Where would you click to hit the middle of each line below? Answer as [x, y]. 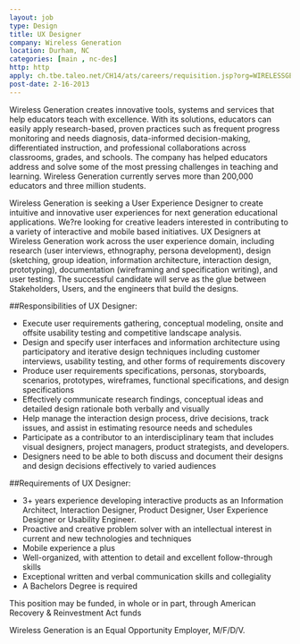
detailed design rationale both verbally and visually [116, 409]
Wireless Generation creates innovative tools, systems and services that [142, 109]
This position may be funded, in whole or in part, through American [133, 603]
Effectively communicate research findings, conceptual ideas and [142, 399]
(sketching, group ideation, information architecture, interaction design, [141, 259]
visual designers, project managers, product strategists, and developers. [156, 446]
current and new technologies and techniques [107, 538]
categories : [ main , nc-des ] [63, 59]
